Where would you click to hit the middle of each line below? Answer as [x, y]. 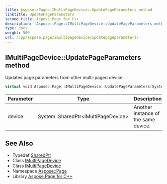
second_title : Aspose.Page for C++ [42, 19]
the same [144, 119]
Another [143, 107]
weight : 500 [17, 33]
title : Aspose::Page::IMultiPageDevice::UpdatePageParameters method [79, 10]
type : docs [16, 28]
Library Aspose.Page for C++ [42, 177]
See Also [19, 143]
